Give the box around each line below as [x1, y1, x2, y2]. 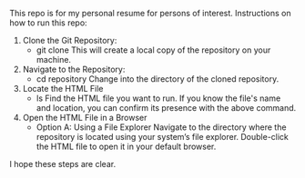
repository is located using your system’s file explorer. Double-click [36, 132, 290, 142]
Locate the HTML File [22, 84, 104, 94]
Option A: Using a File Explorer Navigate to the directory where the [36, 122, 287, 133]
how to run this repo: [9, 17, 88, 28]
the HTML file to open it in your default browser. [36, 141, 217, 152]
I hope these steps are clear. [9, 159, 117, 169]
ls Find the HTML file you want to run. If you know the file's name [36, 93, 281, 104]
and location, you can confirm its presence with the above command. [36, 103, 297, 113]
